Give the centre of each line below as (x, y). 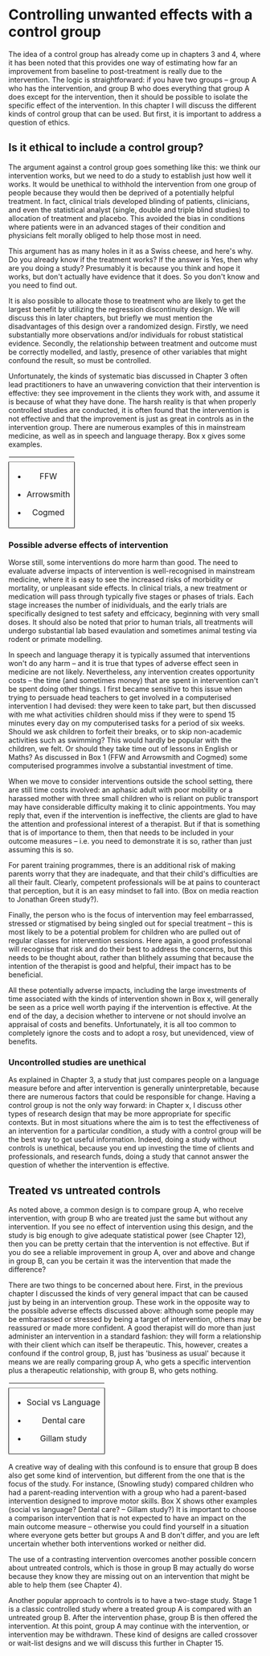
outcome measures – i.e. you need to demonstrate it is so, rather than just (130, 841)
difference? (27, 1270)
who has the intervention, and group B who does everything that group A (129, 88)
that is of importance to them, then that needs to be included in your (121, 832)
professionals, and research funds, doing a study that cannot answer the (129, 1157)
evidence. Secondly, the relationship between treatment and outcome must (133, 343)
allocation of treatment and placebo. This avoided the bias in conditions (127, 218)
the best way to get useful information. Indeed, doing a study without (123, 1139)
